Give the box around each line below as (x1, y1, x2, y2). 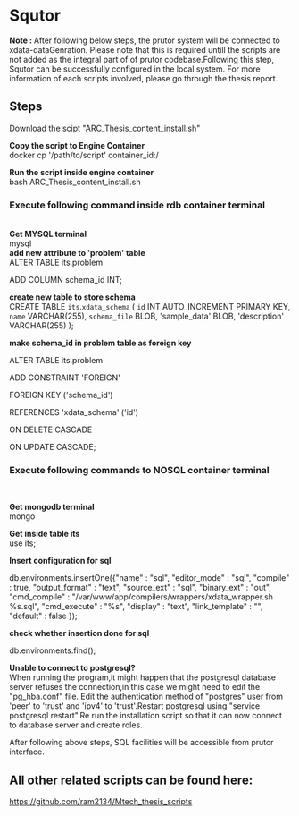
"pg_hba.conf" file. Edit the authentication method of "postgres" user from (9, 691, 284, 702)
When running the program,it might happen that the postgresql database (9, 672, 277, 683)
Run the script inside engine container (9, 166, 154, 177)
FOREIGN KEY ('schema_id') (9, 390, 113, 401)
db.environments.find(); (9, 645, 96, 656)
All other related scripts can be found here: (9, 772, 253, 787)
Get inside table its (9, 529, 80, 540)
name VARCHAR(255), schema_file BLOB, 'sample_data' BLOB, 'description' (9, 310, 284, 322)
